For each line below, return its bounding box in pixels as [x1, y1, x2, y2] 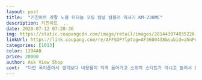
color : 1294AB [6, 48, 42, 54]
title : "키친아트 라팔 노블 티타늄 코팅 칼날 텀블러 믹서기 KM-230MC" [6, 14, 163, 20]
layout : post [6, 8, 39, 15]
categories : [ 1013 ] [6, 43, 55, 49]
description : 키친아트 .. [6, 20, 69, 26]
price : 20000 [6, 54, 39, 60]
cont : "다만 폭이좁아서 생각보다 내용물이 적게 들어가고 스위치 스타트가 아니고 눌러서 [6, 64, 192, 71]
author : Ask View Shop [6, 59, 63, 65]
